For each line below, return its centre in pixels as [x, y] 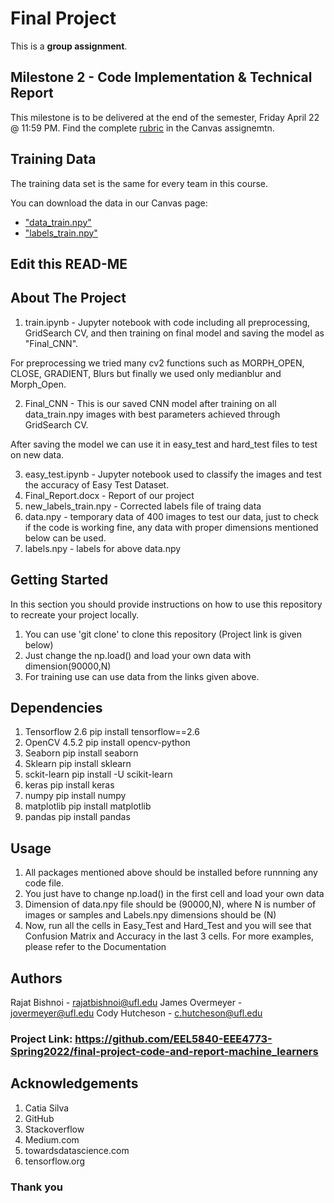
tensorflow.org [55, 1161]
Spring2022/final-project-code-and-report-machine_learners [164, 1051]
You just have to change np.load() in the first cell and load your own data [174, 894]
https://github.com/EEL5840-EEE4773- [173, 1039]
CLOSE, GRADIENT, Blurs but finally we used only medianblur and [146, 373]
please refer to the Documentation [95, 947]
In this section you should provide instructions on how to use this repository [166, 604]
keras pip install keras [69, 785]
